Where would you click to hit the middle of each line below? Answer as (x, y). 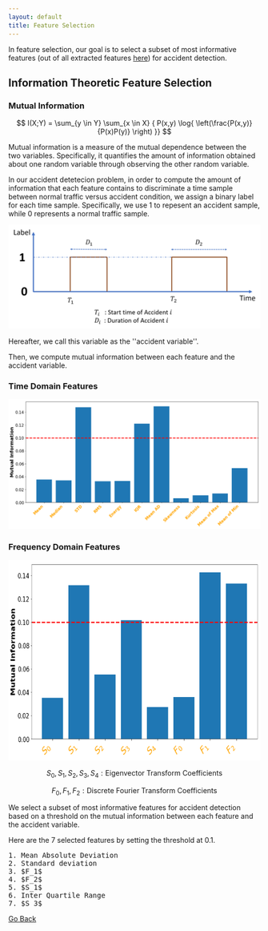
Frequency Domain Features (64, 546)
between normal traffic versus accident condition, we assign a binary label (131, 197)
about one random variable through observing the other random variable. (129, 164)
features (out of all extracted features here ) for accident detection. (118, 58)
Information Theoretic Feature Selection (110, 83)
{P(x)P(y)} (114, 131)
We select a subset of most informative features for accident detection (125, 808)
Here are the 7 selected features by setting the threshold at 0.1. (112, 840)
